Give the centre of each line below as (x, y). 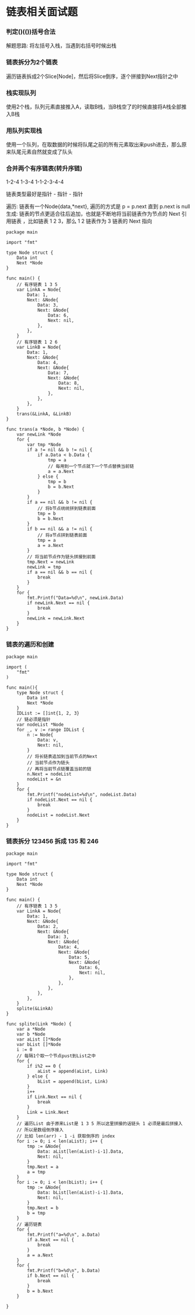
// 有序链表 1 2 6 (37, 342)
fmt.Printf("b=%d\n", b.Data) (64, 1271)
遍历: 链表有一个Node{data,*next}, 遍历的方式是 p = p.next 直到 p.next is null (98, 206)
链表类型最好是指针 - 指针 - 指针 (45, 193)
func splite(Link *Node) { (39, 1024)
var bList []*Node (39, 1045)
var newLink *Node (39, 434)
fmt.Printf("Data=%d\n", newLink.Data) (76, 598)
